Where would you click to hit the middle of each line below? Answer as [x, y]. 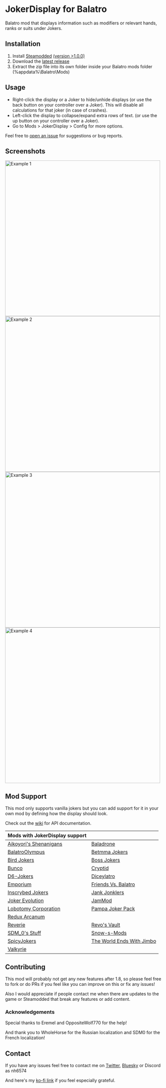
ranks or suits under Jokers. [34, 28]
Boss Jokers [106, 860]
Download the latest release [41, 61]
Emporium [20, 884]
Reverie [17, 925]
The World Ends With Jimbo [124, 941]
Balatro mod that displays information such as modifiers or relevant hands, [81, 23]
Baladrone [103, 844]
